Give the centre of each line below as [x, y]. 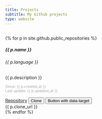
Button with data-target [69, 100]
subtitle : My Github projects [36, 14]
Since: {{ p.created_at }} [25, 87]
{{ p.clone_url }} [22, 107]
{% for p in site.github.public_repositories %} [51, 38]
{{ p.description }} [24, 77]
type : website [20, 19]
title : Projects [22, 10]
